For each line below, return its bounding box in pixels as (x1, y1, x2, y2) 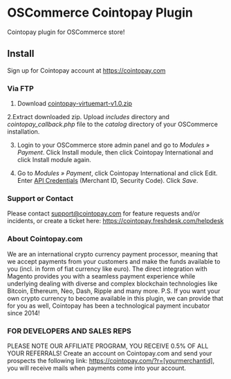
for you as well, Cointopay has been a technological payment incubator (7, 301, 210, 310)
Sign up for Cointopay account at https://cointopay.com (7, 66, 166, 74)
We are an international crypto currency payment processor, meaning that (7, 249, 218, 258)
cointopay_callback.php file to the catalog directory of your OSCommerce (7, 120, 218, 129)
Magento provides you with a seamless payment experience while (7, 272, 196, 280)
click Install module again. (17, 156, 91, 164)
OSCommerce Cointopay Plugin (7, 5, 194, 21)
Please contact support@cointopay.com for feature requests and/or (7, 209, 201, 218)
